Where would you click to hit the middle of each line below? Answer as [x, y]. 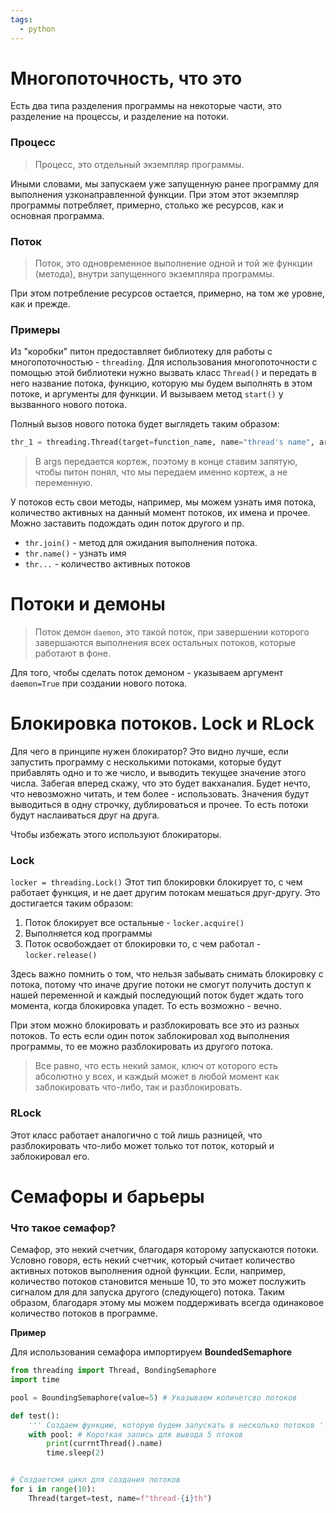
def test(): [35, 1416]
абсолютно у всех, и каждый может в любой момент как [157, 1077]
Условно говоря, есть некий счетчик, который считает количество [153, 1260]
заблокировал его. [50, 1156]
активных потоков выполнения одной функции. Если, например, [148, 1271]
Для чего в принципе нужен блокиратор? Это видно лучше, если [149, 752]
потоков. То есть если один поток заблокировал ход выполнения [150, 1036]
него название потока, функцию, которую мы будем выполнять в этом [161, 383]
